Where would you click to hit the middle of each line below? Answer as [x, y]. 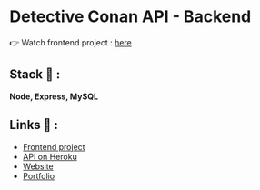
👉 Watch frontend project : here [70, 42]
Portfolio [39, 175]
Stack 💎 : [35, 75]
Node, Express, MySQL [54, 96]
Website [38, 166]
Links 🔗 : [34, 125]
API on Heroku [50, 156]
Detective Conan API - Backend [130, 17]
